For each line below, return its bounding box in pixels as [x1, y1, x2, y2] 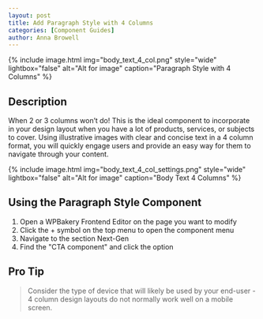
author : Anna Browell [8, 33, 80, 42]
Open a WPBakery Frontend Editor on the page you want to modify [19, 216, 237, 226]
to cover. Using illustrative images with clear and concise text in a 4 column [8, 133, 254, 142]
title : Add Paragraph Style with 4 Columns [8, 19, 154, 27]
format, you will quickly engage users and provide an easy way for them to [8, 141, 251, 151]
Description [8, 95, 67, 108]
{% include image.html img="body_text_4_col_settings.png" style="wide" [8, 165, 246, 175]
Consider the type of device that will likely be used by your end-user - [27, 286, 256, 295]
